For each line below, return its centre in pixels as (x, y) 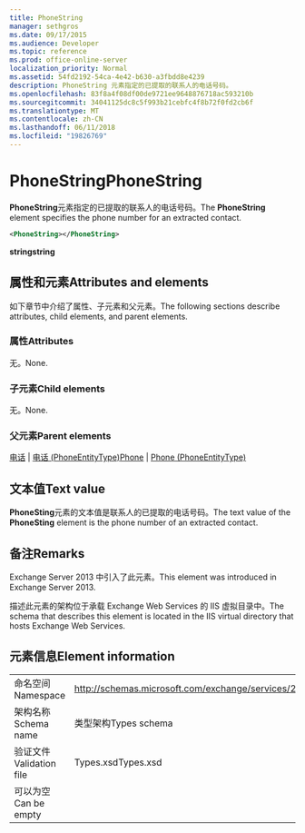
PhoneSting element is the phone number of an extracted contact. (134, 522)
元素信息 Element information (92, 656)
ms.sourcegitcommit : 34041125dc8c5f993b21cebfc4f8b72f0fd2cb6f (132, 102)
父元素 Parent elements (60, 436)
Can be (30, 803)
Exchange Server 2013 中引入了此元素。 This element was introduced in (143, 577)
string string (33, 252)
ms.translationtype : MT (54, 111)
